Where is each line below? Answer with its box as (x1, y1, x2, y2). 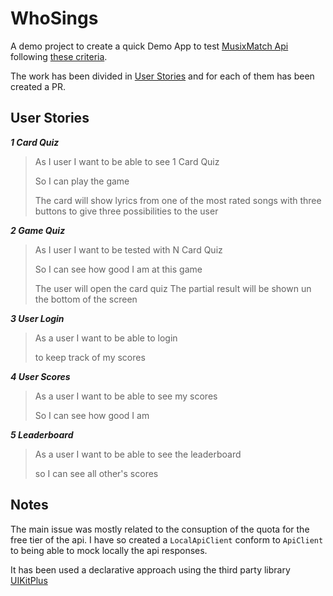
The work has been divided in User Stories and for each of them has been (10, 70, 315, 82)
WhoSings (10, 7, 99, 30)
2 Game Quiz (10, 224, 66, 236)
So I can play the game (34, 175, 130, 187)
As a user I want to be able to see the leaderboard (34, 448, 242, 460)
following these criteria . (10, 50, 108, 62)
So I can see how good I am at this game (34, 263, 203, 275)
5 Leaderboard (10, 428, 74, 441)
